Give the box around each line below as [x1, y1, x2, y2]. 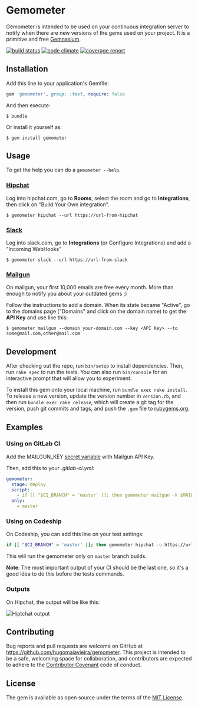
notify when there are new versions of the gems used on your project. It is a [6, 29, 190, 36]
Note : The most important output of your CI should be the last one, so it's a [6, 564, 189, 571]
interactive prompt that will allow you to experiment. [6, 375, 132, 382]
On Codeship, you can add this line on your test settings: [6, 531, 144, 538]
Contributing [6, 627, 54, 637]
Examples [6, 422, 43, 432]
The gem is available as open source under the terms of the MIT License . [6, 694, 184, 701]
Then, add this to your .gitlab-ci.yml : [6, 464, 95, 471]
